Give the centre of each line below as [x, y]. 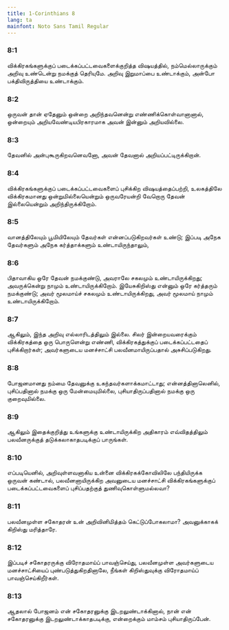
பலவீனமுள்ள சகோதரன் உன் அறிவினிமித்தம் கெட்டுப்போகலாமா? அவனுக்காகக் [113, 521]
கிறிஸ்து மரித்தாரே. [32, 529]
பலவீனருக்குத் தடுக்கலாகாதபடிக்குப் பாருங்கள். [68, 439]
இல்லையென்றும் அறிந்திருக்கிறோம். [52, 204]
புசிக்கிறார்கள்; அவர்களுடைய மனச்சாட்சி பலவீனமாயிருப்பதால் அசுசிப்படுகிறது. [109, 350]
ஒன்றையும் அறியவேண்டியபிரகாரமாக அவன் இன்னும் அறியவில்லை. [96, 122]
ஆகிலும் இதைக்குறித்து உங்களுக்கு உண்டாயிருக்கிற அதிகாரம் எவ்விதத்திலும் [108, 432]
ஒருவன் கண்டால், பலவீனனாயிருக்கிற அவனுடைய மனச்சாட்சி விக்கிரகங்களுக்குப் [111, 480]
